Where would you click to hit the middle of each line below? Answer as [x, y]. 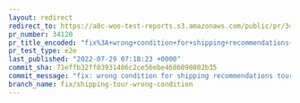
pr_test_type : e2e [43, 51]
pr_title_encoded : [43, 43]
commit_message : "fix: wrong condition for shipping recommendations [141, 76]
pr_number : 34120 [41, 34]
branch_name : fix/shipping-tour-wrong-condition [101, 84]
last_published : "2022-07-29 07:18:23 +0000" [94, 59]
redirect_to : [33, 26]
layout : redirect [41, 17]
